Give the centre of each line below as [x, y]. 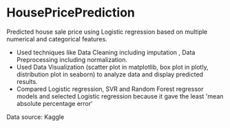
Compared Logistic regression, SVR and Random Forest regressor [110, 89]
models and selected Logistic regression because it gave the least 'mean [120, 96]
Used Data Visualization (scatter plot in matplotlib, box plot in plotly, [112, 67]
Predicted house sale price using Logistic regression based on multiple [107, 32]
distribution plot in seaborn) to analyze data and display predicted [110, 74]
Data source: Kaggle [35, 117]
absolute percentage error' [55, 103]
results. [27, 81]
